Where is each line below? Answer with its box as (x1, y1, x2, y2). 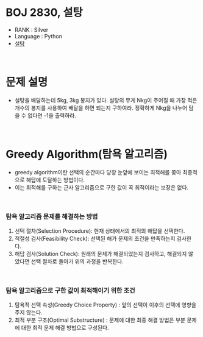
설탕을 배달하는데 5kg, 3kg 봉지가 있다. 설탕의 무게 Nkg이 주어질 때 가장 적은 (14, 96, 198, 104)
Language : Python (14, 32, 62, 40)
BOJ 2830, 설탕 (5, 5, 83, 20)
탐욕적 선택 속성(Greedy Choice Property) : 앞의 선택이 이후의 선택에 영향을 (14, 301, 196, 308)
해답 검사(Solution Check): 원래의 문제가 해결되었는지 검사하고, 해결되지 (14, 250, 187, 258)
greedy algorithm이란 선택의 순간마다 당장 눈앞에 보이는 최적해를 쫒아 (14, 168, 182, 176)
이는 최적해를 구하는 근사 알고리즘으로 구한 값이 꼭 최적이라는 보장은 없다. (14, 183, 189, 191)
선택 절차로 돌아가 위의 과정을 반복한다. (30, 258, 124, 265)
